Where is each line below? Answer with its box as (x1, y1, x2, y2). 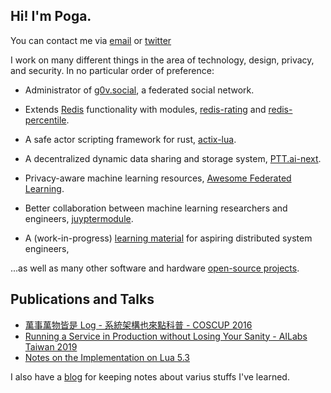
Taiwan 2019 (24, 340, 78, 353)
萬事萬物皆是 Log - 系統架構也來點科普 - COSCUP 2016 (24, 319, 253, 331)
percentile (24, 114, 67, 126)
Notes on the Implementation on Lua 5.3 (24, 351, 190, 363)
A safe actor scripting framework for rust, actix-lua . (24, 133, 237, 145)
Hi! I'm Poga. (10, 8, 92, 25)
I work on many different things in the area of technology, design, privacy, (10, 54, 315, 66)
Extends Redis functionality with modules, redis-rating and (24, 103, 267, 115)
